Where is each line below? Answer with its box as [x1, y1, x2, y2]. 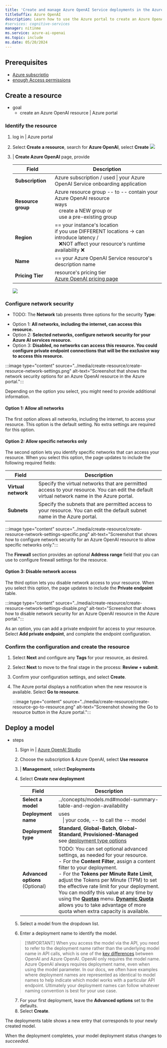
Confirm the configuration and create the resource [5, 643, 130, 650]
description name [54, 261, 96, 268]
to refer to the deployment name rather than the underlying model [24, 945, 160, 951]
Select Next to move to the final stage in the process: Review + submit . [12, 664, 159, 670]
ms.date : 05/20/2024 [5, 40, 48, 45]
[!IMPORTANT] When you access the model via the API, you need [24, 940, 159, 946]
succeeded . [5, 1038, 30, 1044]
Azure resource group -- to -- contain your [54, 188, 158, 195]
